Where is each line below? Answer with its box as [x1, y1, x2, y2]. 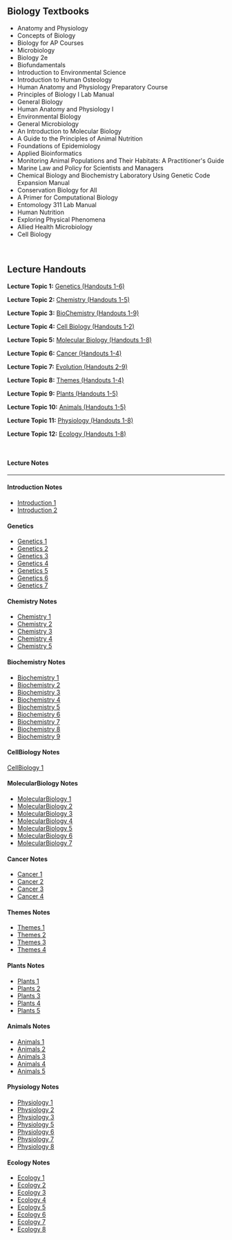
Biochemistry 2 [17, 680, 61, 689]
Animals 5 [17, 1067, 46, 1075]
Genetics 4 [17, 559, 49, 567]
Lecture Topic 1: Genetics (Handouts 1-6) [7, 282, 125, 290]
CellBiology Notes [7, 748, 60, 756]
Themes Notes [7, 907, 50, 916]
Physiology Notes [7, 1083, 59, 1091]
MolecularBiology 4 [17, 817, 73, 825]
